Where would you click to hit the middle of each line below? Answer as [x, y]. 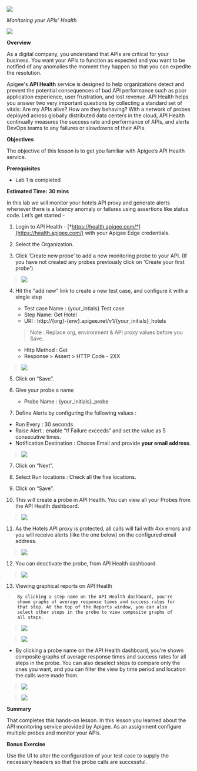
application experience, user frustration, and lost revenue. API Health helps [98, 97]
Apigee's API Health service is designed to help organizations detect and [96, 84]
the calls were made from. [47, 675]
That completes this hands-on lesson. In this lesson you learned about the [96, 720]
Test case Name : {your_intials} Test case [74, 308]
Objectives [20, 139]
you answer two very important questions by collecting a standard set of [95, 103]
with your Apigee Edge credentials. [127, 233]
